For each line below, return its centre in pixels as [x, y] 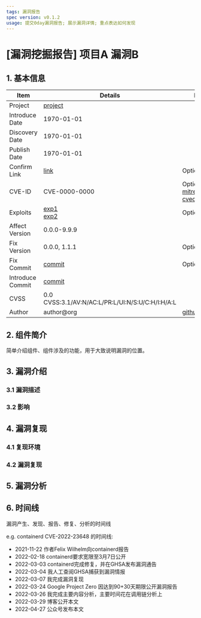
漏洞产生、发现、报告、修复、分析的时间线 [59, 523]
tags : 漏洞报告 [23, 12]
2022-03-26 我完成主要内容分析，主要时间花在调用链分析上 [89, 594]
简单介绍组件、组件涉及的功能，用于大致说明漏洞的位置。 [77, 350]
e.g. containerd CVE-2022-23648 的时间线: [60, 536]
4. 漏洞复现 [27, 428]
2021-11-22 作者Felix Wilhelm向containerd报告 [72, 549]
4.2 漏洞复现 [24, 465]
